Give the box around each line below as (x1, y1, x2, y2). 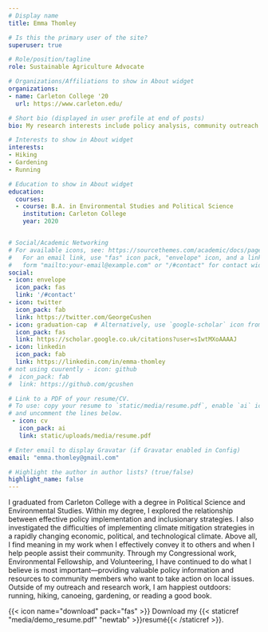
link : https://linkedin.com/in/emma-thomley (15, 358, 166, 366)
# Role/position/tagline (8, 55, 91, 64)
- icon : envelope (8, 276, 66, 284)
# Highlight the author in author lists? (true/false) (8, 468, 195, 476)
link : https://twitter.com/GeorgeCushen (15, 313, 152, 321)
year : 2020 (22, 218, 59, 226)
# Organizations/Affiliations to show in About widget (8, 78, 195, 86)
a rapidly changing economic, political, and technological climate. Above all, (8, 531, 258, 541)
